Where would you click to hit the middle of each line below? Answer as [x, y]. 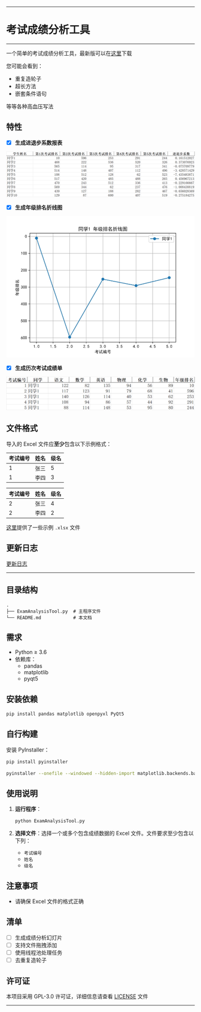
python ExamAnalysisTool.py [50, 821]
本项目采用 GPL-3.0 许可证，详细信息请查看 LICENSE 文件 [77, 996]
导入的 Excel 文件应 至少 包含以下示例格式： [59, 444]
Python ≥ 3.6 [31, 652]
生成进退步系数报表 [39, 143]
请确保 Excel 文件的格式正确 [49, 901]
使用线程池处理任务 [39, 953]
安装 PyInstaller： [28, 750]
